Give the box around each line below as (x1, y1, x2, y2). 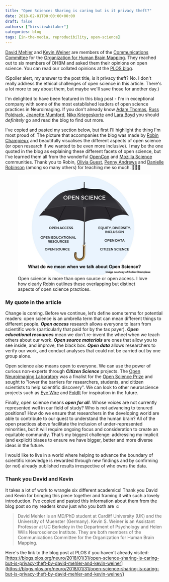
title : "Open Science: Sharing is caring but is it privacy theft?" (5, 8, 152, 13)
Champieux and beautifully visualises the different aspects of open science (5, 138, 161, 143)
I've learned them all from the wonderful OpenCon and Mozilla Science (5, 154, 152, 160)
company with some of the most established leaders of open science (5, 101, 148, 107)
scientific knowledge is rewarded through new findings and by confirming (5, 457, 158, 464)
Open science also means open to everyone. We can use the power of (5, 363, 151, 369)
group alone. (5, 353, 32, 359)
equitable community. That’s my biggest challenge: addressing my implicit (5, 432, 158, 438)
